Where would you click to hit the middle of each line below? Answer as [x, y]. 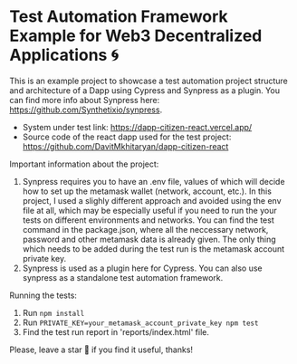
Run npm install [53, 312]
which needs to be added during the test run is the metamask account [153, 249]
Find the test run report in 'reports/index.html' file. [116, 331]
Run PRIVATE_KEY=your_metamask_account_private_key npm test [140, 322]
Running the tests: [43, 295]
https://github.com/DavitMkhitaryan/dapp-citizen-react [125, 146]
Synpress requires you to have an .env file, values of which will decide [153, 181]
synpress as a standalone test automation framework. [123, 277]
